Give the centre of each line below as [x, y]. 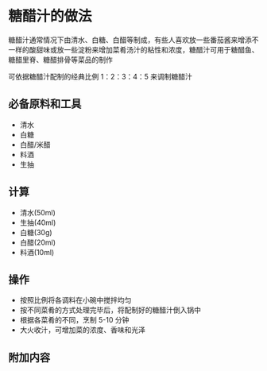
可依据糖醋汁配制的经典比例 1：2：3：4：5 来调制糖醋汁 [101, 76]
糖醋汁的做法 [50, 16]
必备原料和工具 [45, 104]
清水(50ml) [37, 212]
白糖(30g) [36, 232]
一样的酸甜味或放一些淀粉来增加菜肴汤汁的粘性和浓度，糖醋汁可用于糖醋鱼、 [133, 49]
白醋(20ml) [38, 242]
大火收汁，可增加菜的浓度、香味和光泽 [82, 330]
